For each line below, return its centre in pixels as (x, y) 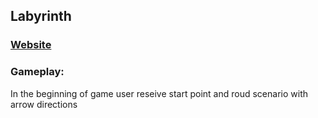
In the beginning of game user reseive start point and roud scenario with (159, 93)
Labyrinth (41, 16)
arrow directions (44, 104)
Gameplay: (37, 72)
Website (31, 45)
